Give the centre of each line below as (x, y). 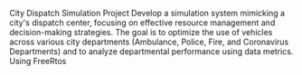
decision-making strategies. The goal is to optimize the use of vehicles (141, 32)
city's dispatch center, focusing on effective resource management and (142, 23)
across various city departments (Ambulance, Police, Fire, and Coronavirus (149, 42)
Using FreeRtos (38, 61)
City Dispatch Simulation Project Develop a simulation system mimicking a (147, 13)
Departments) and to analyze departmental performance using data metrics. (151, 52)
